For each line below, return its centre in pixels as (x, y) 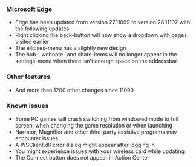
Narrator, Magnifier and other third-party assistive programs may (96, 132)
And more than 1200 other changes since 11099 (74, 90)
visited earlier (32, 42)
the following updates (42, 29)
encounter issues (37, 138)
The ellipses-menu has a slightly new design (70, 48)
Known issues (28, 106)
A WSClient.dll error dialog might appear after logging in (85, 145)
